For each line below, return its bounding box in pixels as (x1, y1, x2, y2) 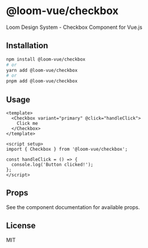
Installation (6, 41, 48, 51)
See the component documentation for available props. (6, 203, 140, 210)
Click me (17, 120, 38, 126)
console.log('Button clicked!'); (11, 161, 94, 167)
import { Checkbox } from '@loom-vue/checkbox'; (6, 146, 128, 152)
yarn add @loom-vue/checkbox (6, 67, 78, 73)
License (6, 221, 36, 231)
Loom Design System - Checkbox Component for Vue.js (6, 24, 143, 31)
